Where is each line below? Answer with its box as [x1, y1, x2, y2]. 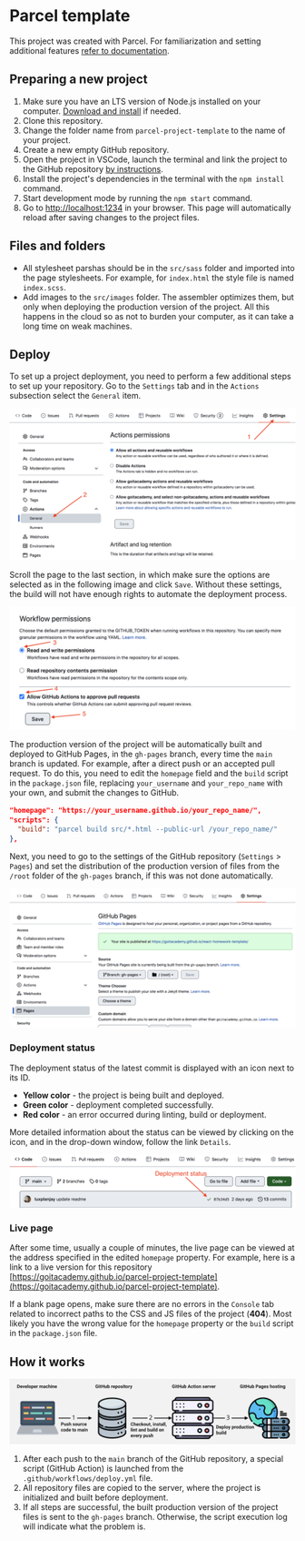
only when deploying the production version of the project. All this [22, 301, 271, 312]
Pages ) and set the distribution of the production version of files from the [9, 861, 280, 872]
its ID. [9, 1071, 31, 1083]
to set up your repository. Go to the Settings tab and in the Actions [9, 380, 260, 391]
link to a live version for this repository [9, 1262, 152, 1272]
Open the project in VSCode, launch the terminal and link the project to [22, 154, 288, 165]
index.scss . [22, 281, 66, 292]
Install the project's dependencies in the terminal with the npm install [22, 173, 284, 184]
